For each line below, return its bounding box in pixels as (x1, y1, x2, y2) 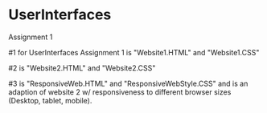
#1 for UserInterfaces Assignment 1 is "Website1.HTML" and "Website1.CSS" (8, 47, 260, 57)
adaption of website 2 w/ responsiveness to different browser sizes (8, 87, 232, 97)
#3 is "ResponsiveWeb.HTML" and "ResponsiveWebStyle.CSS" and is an (8, 79, 249, 88)
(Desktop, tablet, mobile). (8, 95, 92, 105)
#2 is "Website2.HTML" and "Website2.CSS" (8, 63, 156, 73)
